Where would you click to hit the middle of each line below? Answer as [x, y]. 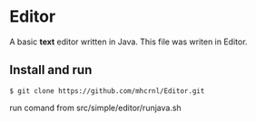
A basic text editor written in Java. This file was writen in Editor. [128, 42]
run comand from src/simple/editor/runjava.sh [95, 108]
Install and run [51, 70]
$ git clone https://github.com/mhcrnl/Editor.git [107, 91]
